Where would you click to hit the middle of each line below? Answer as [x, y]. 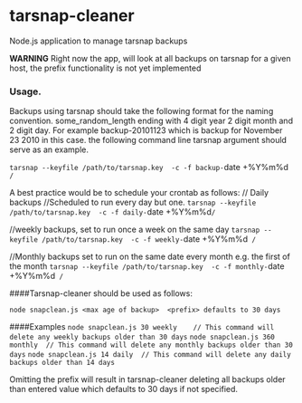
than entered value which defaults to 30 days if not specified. [123, 389]
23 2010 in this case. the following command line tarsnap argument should [148, 140]
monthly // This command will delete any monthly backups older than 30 [151, 345]
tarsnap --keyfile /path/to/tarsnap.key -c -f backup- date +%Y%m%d [149, 168]
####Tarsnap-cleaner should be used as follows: [101, 293]
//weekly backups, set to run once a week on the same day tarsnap [135, 230]
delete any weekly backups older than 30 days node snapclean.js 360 [142, 337]
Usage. [26, 91]
